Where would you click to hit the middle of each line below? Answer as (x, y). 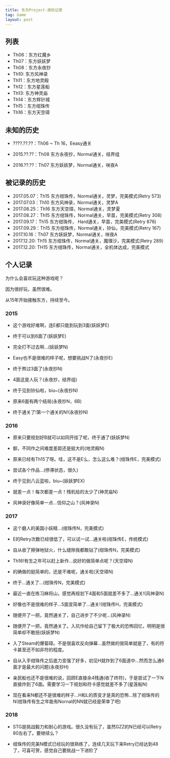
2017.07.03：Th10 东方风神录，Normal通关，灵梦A (65, 202)
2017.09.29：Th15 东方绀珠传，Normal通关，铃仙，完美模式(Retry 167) (87, 228)
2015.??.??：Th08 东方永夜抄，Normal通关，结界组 (66, 154)
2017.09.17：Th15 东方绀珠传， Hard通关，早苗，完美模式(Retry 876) (84, 221)
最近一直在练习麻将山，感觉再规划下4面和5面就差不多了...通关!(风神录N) (89, 593)
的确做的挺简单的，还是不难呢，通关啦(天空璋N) (63, 571)
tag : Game (16, 15)
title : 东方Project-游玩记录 (34, 10)
